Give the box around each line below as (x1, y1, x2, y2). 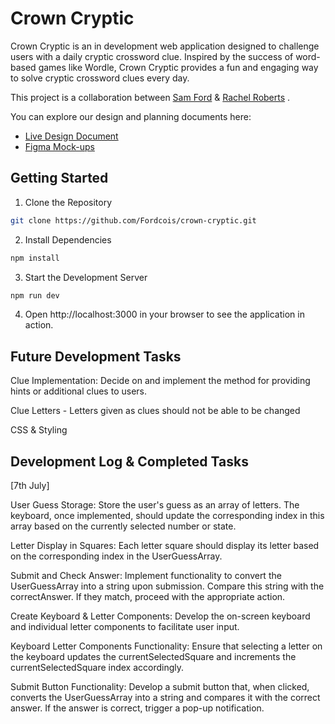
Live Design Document (24, 130, 119, 142)
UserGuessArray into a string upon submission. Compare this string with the (10, 580, 325, 592)
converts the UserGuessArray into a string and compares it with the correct (10, 692, 321, 703)
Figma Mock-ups (24, 140, 95, 152)
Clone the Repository (24, 196, 113, 208)
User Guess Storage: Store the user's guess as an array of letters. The (10, 499, 300, 511)
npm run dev (10, 290, 60, 301)
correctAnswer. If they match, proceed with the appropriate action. (10, 591, 286, 602)
